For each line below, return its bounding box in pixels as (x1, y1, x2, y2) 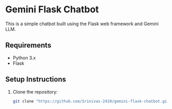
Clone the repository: (12, 88, 58, 95)
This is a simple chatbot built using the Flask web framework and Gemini (5, 21, 159, 27)
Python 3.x (12, 55, 36, 61)
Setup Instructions (5, 75, 66, 84)
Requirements (5, 41, 51, 50)
